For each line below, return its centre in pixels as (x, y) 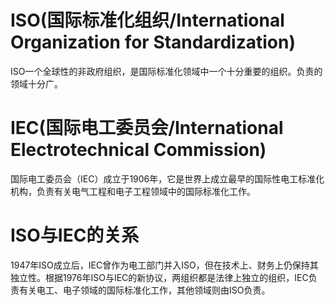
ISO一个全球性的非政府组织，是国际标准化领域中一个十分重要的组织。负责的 (166, 71)
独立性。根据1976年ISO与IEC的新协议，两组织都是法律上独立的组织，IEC (159, 277)
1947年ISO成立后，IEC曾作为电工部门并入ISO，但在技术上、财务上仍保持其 (164, 265)
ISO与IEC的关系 (75, 235)
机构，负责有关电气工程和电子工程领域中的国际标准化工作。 (133, 191)
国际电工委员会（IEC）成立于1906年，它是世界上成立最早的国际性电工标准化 (167, 178)
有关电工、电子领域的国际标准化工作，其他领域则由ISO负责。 (144, 290)
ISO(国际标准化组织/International (147, 20)
